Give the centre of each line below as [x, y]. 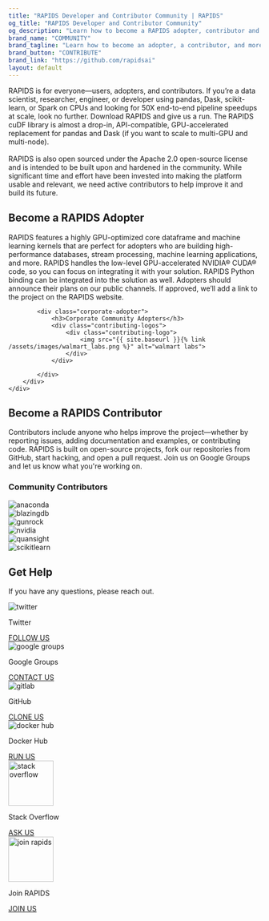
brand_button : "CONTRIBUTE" [55, 53]
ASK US [21, 833]
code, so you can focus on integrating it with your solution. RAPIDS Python [131, 271]
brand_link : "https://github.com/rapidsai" [82, 61]
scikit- [235, 99]
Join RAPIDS [29, 893]
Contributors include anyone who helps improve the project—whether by [128, 432]
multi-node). [29, 142]
